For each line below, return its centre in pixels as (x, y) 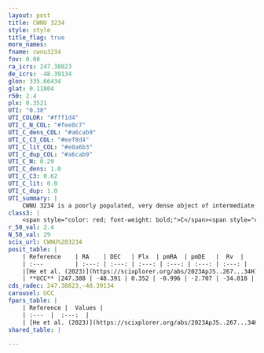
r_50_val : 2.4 (31, 228)
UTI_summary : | (33, 198)
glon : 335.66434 (35, 81)
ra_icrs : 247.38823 (40, 67)
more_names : (27, 45)
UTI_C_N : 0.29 (31, 162)
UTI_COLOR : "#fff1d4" (44, 118)
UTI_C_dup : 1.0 (33, 191)
